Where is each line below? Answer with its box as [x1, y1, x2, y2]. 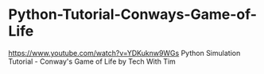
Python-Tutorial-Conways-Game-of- [8, 6, 257, 24]
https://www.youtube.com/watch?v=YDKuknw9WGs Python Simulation [8, 48, 241, 57]
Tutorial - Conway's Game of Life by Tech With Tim [8, 57, 177, 66]
